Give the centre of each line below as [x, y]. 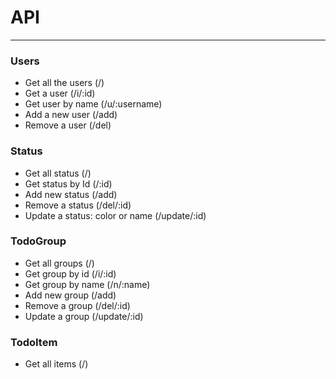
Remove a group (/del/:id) [77, 305]
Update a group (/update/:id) [84, 316]
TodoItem [34, 342]
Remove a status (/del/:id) [78, 205]
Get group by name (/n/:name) [87, 284]
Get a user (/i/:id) [60, 93]
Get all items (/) [56, 364]
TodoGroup [38, 241]
